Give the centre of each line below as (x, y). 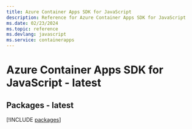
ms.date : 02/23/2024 (33, 23)
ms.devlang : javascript (36, 35)
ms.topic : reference (33, 29)
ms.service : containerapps (40, 40)
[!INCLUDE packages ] (34, 120)
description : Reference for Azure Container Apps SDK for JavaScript (96, 18)
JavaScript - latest (54, 83)
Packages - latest (40, 105)
